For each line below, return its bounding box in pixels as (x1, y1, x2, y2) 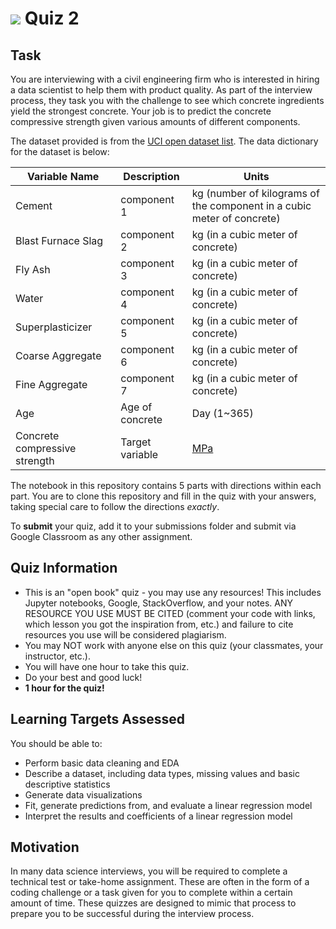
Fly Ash (15, 263, 51, 276)
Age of (120, 400, 153, 414)
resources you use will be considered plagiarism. (24, 628, 227, 641)
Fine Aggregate (15, 378, 88, 391)
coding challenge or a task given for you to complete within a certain (10, 887, 293, 899)
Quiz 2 (24, 7, 80, 30)
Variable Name (26, 170, 100, 183)
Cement (15, 199, 53, 212)
